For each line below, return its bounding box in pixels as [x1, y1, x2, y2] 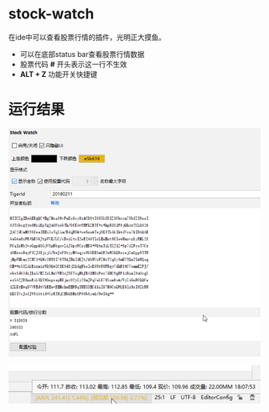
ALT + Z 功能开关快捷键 [19, 69, 98, 79]
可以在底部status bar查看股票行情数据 [19, 49, 145, 59]
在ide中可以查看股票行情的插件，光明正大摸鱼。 [8, 32, 167, 42]
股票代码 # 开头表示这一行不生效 [19, 59, 127, 69]
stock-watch [8, 5, 94, 23]
